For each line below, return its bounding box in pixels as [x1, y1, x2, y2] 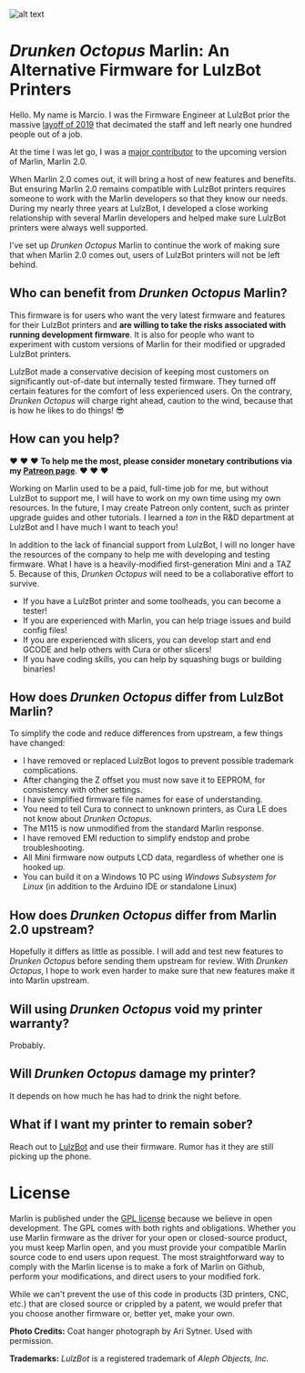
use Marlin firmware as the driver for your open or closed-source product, [9, 1232, 288, 1243]
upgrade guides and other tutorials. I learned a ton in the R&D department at [9, 511, 295, 523]
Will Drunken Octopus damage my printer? [9, 1066, 257, 1081]
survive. [9, 578, 40, 589]
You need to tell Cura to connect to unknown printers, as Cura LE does [22, 804, 288, 815]
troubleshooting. [22, 843, 85, 854]
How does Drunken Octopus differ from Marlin [9, 907, 278, 923]
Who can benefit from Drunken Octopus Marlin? [9, 285, 289, 301]
